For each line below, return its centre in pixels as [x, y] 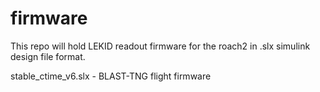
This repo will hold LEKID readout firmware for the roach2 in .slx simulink [160, 46]
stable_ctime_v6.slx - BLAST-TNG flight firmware [111, 76]
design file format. [48, 56]
